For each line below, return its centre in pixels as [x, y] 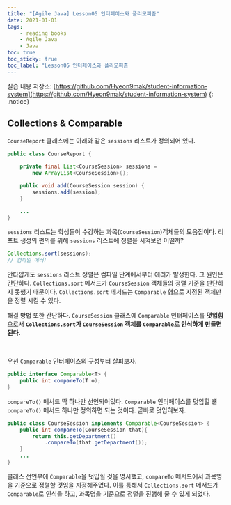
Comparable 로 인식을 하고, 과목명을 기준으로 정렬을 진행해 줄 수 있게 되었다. [109, 494]
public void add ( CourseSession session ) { [82, 186]
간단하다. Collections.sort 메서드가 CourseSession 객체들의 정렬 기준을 [106, 283]
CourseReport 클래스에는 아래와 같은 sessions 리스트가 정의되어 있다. [102, 141]
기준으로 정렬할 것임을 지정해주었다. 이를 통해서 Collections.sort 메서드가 [116, 485]
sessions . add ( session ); [66, 192]
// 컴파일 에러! [27, 261]
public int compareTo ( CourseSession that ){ [84, 430]
